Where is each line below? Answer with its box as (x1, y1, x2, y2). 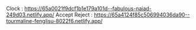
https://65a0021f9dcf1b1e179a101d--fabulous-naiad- (24, 5, 152, 12)
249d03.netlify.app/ (6, 11, 55, 18)
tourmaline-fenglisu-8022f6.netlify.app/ (6, 18, 103, 24)
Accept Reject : (55, 11, 93, 18)
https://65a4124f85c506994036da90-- (94, 11, 190, 18)
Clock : (6, 5, 24, 12)
